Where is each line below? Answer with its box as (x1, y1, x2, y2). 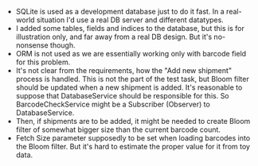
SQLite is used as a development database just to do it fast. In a (15, 7, 225, 16)
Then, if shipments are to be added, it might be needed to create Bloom (15, 117, 251, 125)
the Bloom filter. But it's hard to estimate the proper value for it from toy (15, 142, 251, 151)
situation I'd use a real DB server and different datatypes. (36, 15, 225, 25)
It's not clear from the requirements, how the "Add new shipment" (15, 66, 233, 75)
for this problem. (15, 57, 71, 67)
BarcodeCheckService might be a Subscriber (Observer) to (15, 99, 211, 109)
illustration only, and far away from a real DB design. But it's (15, 32, 213, 41)
